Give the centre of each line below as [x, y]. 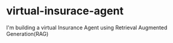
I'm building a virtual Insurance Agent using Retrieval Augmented [87, 27]
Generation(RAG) [27, 33]
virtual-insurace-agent [65, 11]
